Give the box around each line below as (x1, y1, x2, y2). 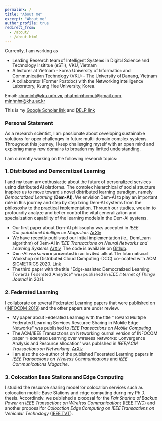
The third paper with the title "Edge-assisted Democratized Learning (12, 266, 150, 272)
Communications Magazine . (12, 361, 69, 367)
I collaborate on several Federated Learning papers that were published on (5, 300, 155, 306)
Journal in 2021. (12, 276, 45, 282)
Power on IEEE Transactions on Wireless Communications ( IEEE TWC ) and (5, 400, 155, 406)
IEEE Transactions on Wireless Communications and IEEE (12, 356, 128, 362)
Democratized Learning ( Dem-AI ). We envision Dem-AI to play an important (5, 194, 158, 200)
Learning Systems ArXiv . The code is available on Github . (12, 245, 128, 252)
